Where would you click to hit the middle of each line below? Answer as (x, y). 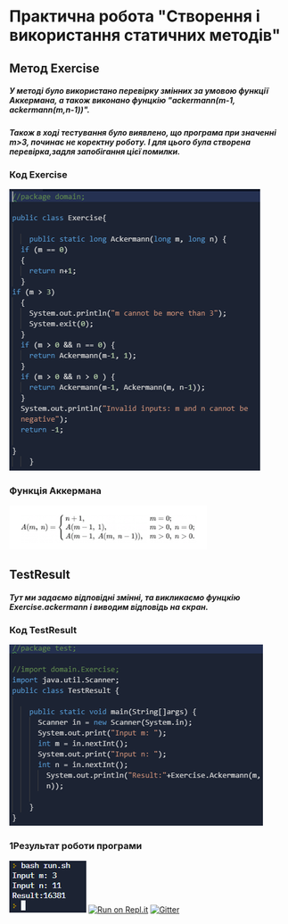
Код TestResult (43, 630)
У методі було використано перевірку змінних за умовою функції (139, 91)
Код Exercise (38, 174)
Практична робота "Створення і (135, 16)
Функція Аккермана (56, 491)
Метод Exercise (54, 68)
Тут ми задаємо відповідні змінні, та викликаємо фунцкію (125, 597)
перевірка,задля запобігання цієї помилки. (95, 151)
